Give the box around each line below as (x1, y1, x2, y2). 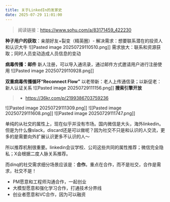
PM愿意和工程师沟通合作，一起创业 (12, 179, 87, 185)
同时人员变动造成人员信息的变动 (14, 50, 81, 56)
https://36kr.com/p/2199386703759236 (25, 95, 109, 101)
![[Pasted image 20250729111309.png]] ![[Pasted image (5, 105, 122, 111)
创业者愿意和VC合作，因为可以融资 (12, 191, 86, 197)
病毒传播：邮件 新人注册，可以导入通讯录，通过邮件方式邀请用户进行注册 (5, 61, 158, 67)
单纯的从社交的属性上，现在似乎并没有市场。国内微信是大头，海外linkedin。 (5, 121, 164, 127)
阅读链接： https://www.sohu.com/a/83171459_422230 (17, 26, 132, 33)
